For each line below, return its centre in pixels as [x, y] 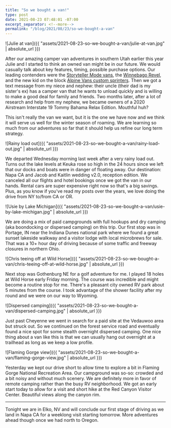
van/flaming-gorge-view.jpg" [36, 358]
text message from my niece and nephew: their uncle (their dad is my [78, 86]
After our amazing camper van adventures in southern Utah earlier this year [84, 59]
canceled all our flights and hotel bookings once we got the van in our [78, 180]
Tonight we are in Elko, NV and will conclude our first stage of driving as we [84, 409]
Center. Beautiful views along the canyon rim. [53, 395]
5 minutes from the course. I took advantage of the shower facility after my [84, 290]
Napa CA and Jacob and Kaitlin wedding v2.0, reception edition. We [76, 175]
